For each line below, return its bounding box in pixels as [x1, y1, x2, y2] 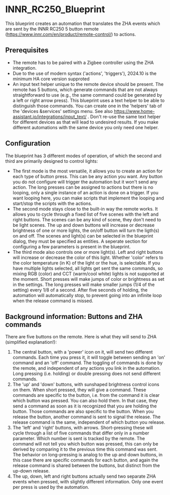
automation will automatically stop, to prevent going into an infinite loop [12, 292, 162, 298]
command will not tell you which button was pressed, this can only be [12, 441, 158, 447]
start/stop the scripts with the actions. [12, 200, 92, 207]
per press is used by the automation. [12, 484, 90, 490]
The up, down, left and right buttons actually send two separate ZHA [12, 473, 156, 479]
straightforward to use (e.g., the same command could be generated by [12, 92, 162, 98]
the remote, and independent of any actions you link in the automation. [12, 365, 161, 371]
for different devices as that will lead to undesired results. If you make [12, 119, 159, 125]
